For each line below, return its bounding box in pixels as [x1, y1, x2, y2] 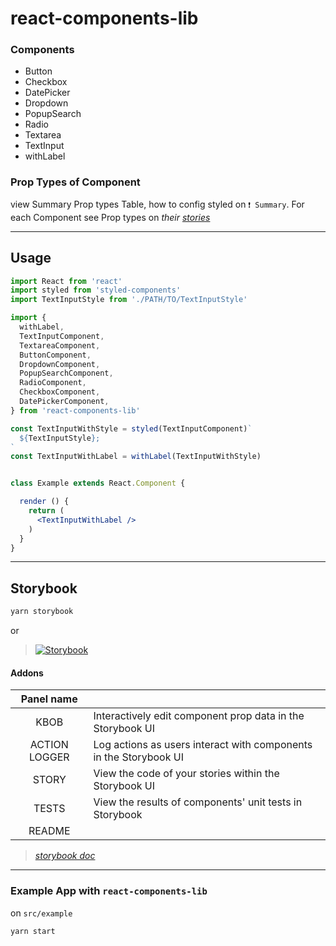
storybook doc [34, 850, 96, 862]
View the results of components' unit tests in [93, 795, 303, 809]
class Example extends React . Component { [10, 478, 186, 489]
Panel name [20, 692, 78, 706]
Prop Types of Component [10, 175, 141, 189]
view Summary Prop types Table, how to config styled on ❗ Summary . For [10, 198, 305, 210]
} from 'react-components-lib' [10, 405, 141, 416]
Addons [10, 667, 44, 679]
